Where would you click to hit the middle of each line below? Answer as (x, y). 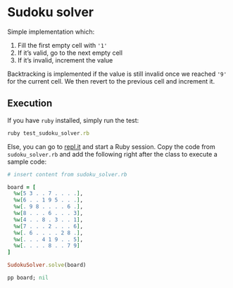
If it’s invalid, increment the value (65, 60)
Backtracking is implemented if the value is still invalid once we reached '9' (117, 74)
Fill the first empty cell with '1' (62, 45)
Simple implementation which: (51, 32)
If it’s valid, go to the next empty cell (70, 53)
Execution (30, 104)
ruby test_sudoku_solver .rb (49, 133)
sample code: (27, 162)
